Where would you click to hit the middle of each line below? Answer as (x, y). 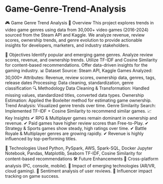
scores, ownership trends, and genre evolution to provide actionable (74, 40)
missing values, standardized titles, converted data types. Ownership (74, 95)
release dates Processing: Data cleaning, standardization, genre (69, 83)
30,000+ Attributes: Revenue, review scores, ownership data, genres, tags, (81, 77)
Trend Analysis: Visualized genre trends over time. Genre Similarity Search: (81, 105)
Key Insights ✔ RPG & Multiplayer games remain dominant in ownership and (81, 118)
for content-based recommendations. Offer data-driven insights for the (76, 65)
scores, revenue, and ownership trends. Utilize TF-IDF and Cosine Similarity (81, 60)
